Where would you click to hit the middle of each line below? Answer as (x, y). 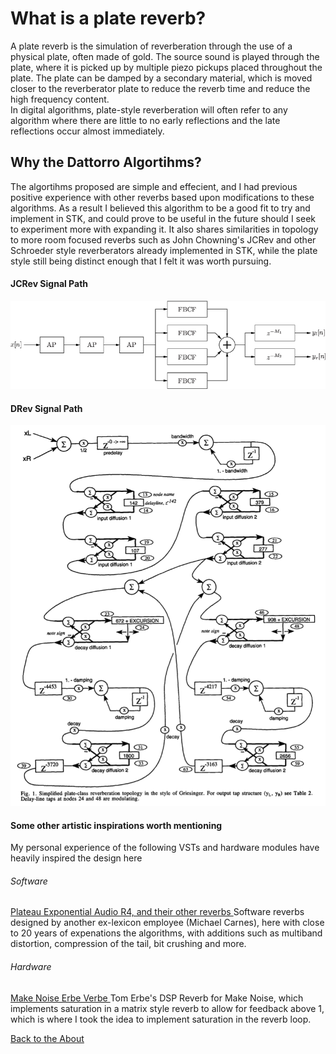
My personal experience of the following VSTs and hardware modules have (165, 848)
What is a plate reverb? (108, 18)
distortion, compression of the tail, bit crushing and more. (128, 944)
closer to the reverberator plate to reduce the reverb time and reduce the (160, 88)
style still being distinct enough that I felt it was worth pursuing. (141, 261)
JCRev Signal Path (49, 284)
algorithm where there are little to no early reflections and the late (145, 120)
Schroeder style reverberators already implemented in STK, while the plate (164, 250)
